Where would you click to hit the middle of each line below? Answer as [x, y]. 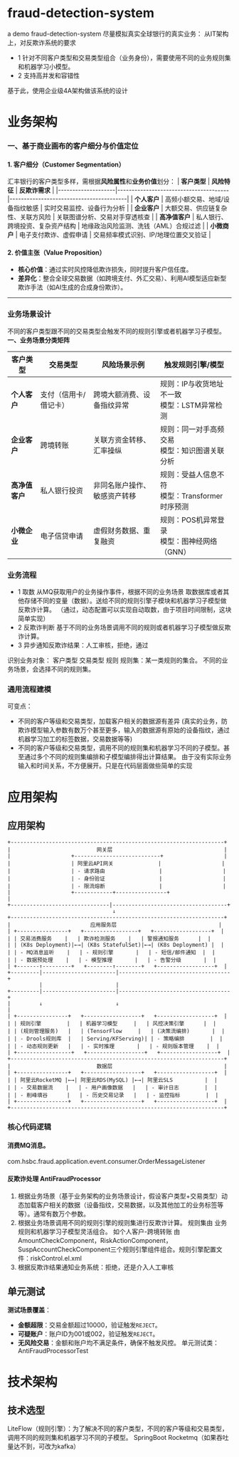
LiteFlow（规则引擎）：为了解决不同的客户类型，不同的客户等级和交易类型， [118, 1429]
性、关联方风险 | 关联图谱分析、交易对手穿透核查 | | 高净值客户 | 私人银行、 [117, 217]
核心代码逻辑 [30, 1127]
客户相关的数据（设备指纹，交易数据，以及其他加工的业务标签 [127, 1204]
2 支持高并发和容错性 [49, 75]
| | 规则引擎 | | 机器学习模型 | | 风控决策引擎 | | [112, 1024]
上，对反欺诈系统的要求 [42, 42]
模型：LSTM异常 [187, 405]
